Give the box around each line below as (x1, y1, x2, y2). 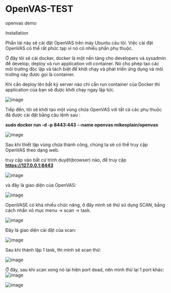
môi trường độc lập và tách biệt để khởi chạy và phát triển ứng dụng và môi (5, 66, 163, 72)
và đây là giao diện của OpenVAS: (5, 182, 77, 188)
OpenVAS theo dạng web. (5, 146, 60, 153)
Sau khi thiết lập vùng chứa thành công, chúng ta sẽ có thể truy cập (5, 141, 148, 148)
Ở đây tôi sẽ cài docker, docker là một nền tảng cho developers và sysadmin (5, 55, 166, 61)
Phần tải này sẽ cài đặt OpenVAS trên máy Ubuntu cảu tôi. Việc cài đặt (5, 39, 153, 46)
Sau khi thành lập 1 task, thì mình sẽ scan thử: (5, 247, 101, 253)
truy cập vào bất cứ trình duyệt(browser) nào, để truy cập (5, 157, 127, 163)
